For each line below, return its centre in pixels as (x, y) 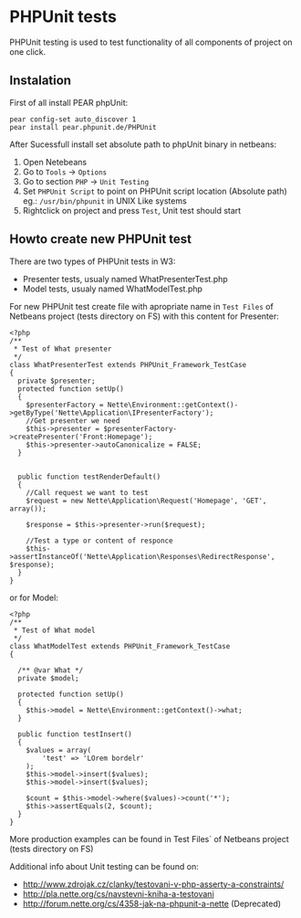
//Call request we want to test (87, 492)
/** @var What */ (51, 670)
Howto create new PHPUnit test (101, 239)
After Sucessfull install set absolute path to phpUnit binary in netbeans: (143, 144)
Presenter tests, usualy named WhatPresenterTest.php (125, 279)
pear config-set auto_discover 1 (73, 119)
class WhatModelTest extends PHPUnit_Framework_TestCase (120, 646)
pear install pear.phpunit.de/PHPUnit (83, 127)
